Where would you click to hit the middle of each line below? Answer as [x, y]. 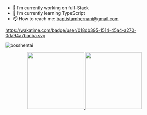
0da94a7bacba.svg [25, 35]
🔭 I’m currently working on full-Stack [51, 8]
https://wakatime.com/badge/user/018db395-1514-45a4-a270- [71, 30]
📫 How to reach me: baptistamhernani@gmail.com [66, 18]
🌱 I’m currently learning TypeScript [49, 13]
